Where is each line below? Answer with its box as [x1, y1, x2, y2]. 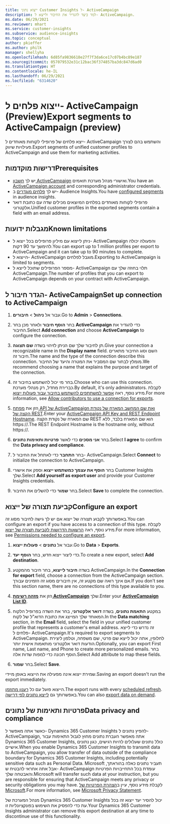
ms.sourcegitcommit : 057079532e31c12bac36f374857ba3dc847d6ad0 [5, 59, 142, 64]
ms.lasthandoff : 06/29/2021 [5, 74, 65, 79]
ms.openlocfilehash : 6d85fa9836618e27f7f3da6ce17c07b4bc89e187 [5, 54, 142, 60]
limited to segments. [12, 259, 55, 266]
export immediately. [5, 676, 47, 682]
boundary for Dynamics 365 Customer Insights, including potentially [5, 754, 148, 761]
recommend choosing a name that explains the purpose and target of [12, 364, 158, 370]
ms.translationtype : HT [5, 64, 56, 69]
